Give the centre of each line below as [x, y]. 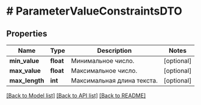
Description [115, 51]
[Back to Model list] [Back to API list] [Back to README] [76, 96]
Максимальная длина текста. [115, 80]
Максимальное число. [104, 71]
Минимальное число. [103, 61]
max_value [25, 71]
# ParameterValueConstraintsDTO [94, 11]
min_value [24, 61]
